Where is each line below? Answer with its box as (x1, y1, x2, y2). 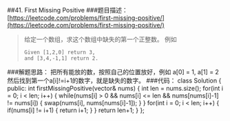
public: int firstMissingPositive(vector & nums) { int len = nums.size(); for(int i (7, 85, 224, 92)
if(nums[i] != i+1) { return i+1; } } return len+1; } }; (7, 106, 145, 114)
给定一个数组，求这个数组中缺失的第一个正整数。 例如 (23, 35, 177, 43)
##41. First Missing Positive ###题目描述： (7, 6, 129, 14)
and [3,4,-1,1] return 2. (23, 55, 98, 62)
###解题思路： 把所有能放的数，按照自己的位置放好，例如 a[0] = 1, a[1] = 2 (7, 68, 219, 76)
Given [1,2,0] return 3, (23, 49, 96, 56)
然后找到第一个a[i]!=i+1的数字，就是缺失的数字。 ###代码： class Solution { (7, 76, 222, 85)
